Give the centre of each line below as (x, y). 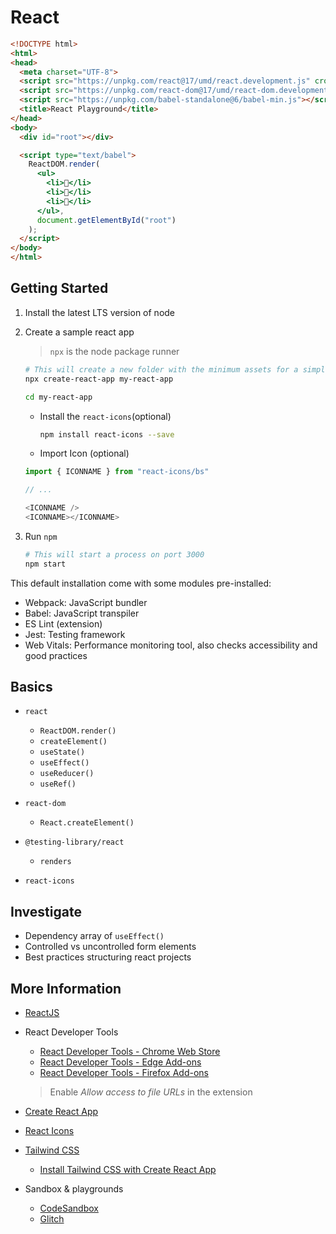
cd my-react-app (58, 397)
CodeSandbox (69, 1208)
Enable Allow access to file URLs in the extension (151, 1092)
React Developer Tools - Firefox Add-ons (124, 1073)
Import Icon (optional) (84, 453)
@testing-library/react (74, 842)
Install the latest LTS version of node (100, 312)
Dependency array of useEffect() (94, 936)
